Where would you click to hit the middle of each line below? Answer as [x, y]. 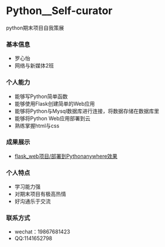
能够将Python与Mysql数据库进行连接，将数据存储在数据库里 [87, 111]
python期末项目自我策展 [35, 28]
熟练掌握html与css [37, 126]
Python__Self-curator [59, 11]
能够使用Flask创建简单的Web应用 [55, 103]
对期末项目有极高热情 [40, 194]
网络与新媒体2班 [34, 66]
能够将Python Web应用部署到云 [52, 118]
